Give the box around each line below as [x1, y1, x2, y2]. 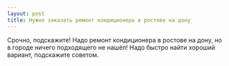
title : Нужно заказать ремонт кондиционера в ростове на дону [7, 17, 191, 24]
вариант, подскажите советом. [7, 50, 99, 59]
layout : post [7, 10, 45, 17]
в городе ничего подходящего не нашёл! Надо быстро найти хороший [7, 43, 216, 51]
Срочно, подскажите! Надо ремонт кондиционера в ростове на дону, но [7, 35, 222, 44]
